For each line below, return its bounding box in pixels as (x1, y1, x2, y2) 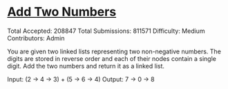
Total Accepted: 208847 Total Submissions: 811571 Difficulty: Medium (7, 27, 205, 35)
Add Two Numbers (7, 4, 117, 20)
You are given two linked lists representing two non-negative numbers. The (7, 47, 221, 55)
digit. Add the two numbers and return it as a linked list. (7, 62, 164, 70)
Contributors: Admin (7, 34, 65, 42)
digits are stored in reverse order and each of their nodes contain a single (7, 54, 216, 62)
